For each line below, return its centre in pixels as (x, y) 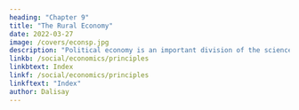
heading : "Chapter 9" (49, 17)
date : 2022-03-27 (41, 34)
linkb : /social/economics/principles (79, 59)
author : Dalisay (39, 91)
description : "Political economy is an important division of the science (151, 51)
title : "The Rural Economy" (61, 26)
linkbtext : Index (41, 67)
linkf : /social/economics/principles (79, 75)
